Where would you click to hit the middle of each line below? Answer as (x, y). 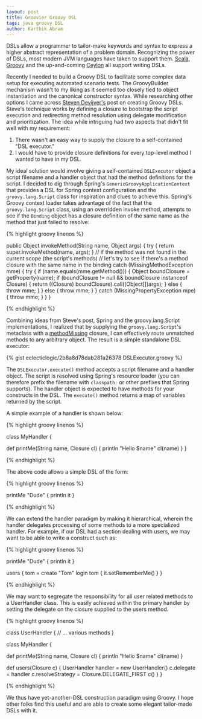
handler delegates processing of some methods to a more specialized (93, 525)
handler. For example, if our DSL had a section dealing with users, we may (98, 532)
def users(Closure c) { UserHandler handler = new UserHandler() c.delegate (101, 668)
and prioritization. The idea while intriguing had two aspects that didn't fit (97, 122)
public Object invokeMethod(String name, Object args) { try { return (90, 246)
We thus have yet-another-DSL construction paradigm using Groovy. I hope (100, 698)
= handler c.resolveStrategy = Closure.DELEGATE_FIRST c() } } (84, 674)
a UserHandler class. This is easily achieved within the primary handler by (98, 603)
